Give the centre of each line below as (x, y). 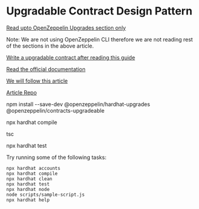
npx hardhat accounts (33, 168)
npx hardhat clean (29, 179)
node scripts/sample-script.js (46, 195)
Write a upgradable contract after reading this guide (71, 57)
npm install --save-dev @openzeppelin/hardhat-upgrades (78, 104)
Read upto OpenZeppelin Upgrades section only (66, 28)
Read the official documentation (46, 69)
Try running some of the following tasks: (56, 157)
